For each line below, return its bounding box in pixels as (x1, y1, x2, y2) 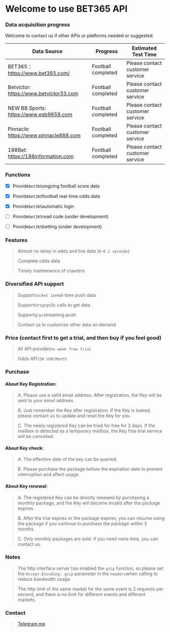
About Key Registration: (5, 381, 57, 387)
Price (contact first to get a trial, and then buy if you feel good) (5, 334, 162, 341)
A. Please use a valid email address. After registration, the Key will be (17, 392, 162, 398)
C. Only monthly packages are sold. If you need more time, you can (17, 536, 158, 542)
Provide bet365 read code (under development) (12, 213, 109, 219)
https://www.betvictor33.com (8, 90, 78, 97)
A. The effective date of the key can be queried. (17, 456, 118, 462)
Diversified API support (5, 280, 64, 287)
